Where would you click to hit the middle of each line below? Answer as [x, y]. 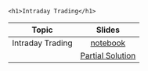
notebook [108, 43]
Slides [108, 30]
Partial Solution [108, 56]
